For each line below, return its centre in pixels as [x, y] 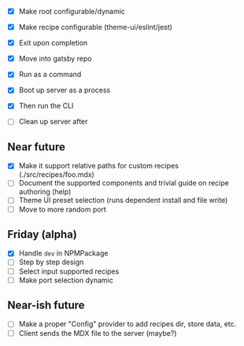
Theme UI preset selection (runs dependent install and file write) [123, 201]
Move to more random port [63, 209]
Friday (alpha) [43, 234]
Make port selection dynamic [66, 280]
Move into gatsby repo [55, 59]
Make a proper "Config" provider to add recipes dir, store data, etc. [128, 324]
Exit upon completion [53, 43]
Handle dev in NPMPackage [63, 253]
